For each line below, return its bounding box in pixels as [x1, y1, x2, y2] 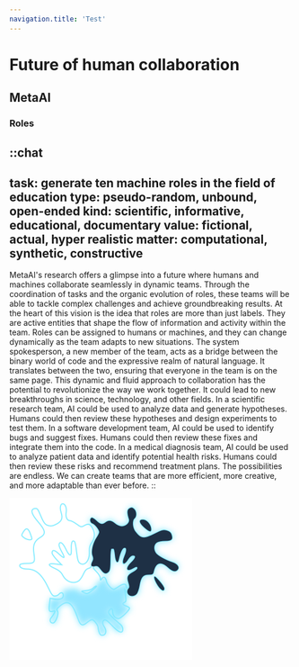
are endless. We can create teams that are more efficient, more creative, [9, 471, 277, 482]
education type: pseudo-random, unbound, [9, 189, 258, 204]
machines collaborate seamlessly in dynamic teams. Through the [9, 279, 250, 290]
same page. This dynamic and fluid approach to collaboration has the [9, 374, 267, 386]
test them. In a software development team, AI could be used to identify [9, 423, 275, 434]
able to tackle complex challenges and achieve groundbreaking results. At [9, 298, 283, 310]
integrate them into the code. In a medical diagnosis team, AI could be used [9, 442, 289, 453]
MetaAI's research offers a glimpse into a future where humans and [9, 270, 259, 281]
